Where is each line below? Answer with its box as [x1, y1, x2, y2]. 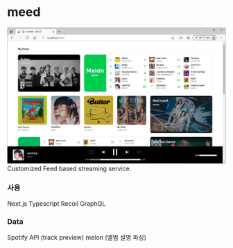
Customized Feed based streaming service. [7, 164, 132, 173]
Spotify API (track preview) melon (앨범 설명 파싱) [7, 233, 147, 242]
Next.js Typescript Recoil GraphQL [7, 199, 106, 208]
